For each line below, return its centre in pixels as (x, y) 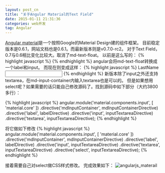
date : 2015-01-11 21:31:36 (33, 19)
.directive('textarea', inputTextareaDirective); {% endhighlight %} (71, 119)
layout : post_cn (22, 10)
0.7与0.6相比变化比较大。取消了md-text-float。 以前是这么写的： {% (75, 55)
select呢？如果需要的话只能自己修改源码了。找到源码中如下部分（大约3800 (82, 86)
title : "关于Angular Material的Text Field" (49, 14)
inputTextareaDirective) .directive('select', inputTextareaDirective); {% (76, 150)
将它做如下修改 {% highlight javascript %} (47, 129)
